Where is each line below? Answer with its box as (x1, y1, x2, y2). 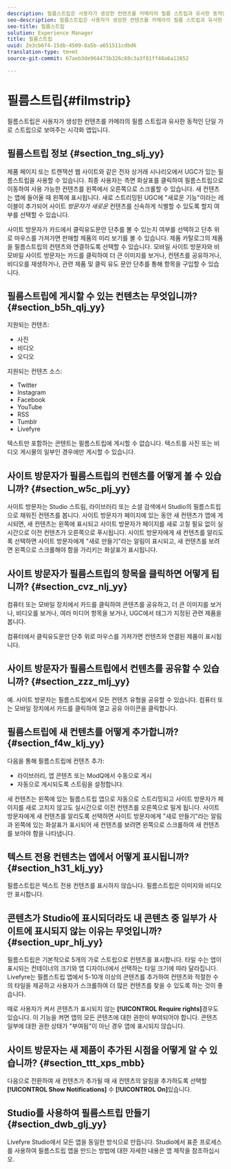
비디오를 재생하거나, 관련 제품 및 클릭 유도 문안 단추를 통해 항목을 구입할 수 (7, 259, 207, 268)
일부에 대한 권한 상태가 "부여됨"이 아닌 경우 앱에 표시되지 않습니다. (7, 1022, 186, 1030)
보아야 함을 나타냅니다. (14, 829, 76, 837)
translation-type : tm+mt (7, 49, 78, 56)
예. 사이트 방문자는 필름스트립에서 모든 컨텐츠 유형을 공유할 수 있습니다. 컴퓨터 (7, 695, 217, 703)
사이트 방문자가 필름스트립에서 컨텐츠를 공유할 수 (7, 663, 201, 675)
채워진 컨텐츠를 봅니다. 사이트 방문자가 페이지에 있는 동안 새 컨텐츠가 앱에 (19, 511, 217, 519)
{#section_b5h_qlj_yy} (7, 301, 105, 313)
